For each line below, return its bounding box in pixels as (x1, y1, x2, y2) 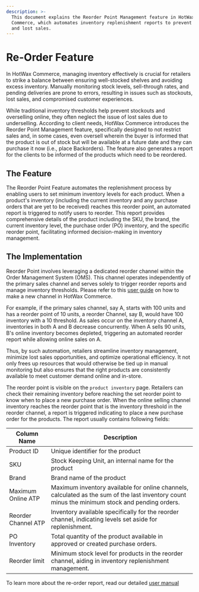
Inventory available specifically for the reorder (51, 508, 179, 516)
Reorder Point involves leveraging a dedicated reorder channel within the (6, 268, 184, 275)
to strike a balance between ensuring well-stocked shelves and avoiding (6, 77, 182, 84)
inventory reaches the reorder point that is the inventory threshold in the (6, 403, 182, 410)
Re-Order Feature (6, 51, 94, 64)
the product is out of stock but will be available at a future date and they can (6, 139, 192, 146)
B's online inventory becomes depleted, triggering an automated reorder (6, 329, 183, 336)
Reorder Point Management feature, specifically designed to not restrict (6, 126, 181, 133)
